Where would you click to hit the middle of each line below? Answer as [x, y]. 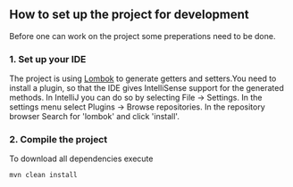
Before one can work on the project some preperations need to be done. [142, 36]
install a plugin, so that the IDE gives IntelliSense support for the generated [146, 88]
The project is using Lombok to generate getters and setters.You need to [143, 78]
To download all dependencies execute [81, 159]
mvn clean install [43, 175]
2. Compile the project [59, 140]
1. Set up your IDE [48, 59]
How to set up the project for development [129, 15]
